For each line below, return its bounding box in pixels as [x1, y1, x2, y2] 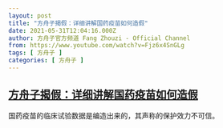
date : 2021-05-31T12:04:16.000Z [8, 26, 116, 34]
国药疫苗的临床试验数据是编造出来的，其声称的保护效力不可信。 [8, 110, 219, 120]
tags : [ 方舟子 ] [8, 49, 63, 57]
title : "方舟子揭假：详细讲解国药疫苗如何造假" [8, 19, 148, 27]
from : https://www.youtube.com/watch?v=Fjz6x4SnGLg [8, 42, 184, 50]
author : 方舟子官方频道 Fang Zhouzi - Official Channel [8, 34, 191, 42]
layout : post [8, 11, 52, 20]
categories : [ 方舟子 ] [8, 57, 84, 65]
